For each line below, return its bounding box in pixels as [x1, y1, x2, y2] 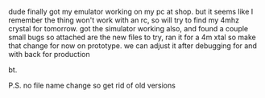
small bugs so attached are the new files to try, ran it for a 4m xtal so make [8, 32, 256, 42]
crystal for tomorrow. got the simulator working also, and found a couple [8, 24, 249, 33]
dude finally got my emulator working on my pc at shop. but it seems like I [8, 7, 254, 16]
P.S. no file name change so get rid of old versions [8, 80, 176, 90]
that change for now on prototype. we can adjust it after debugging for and [8, 41, 258, 51]
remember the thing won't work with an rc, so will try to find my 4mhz [8, 15, 240, 25]
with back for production [8, 50, 90, 59]
